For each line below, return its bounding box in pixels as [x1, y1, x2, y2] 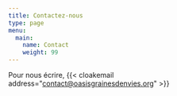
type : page [8, 19, 44, 27]
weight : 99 [22, 48, 59, 56]
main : [15, 33, 34, 42]
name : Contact [22, 41, 69, 49]
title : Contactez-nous [8, 11, 83, 20]
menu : [8, 26, 26, 34]
